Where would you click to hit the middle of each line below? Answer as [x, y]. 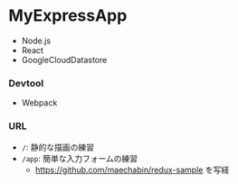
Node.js [36, 41]
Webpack [39, 103]
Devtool [26, 83]
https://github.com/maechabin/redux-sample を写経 [132, 170]
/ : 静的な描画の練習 [57, 147]
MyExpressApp [68, 16]
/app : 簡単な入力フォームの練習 [79, 158]
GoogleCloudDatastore [64, 60]
